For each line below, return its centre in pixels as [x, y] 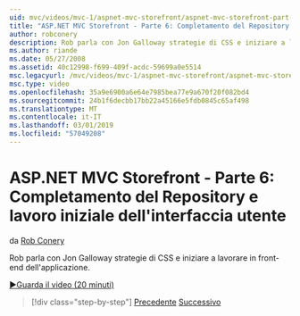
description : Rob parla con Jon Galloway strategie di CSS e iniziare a [147, 42]
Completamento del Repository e [134, 197]
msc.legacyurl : [37, 76]
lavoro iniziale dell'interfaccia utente [148, 216]
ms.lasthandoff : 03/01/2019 [62, 126]
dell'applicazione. [58, 267]
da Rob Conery [37, 240]
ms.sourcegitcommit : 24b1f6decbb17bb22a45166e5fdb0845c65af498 [129, 100]
